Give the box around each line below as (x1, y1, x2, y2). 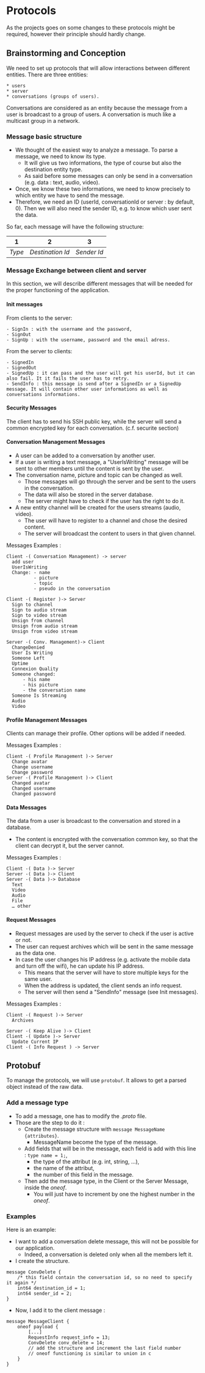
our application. (15, 1244, 55, 1251)
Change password (12, 770, 53, 776)
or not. (15, 936, 32, 943)
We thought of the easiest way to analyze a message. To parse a (15, 146, 178, 153)
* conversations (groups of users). (6, 93, 99, 100)
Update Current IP (12, 1039, 59, 1045)
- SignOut (6, 331, 32, 337)
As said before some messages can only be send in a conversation (24, 172, 193, 180)
